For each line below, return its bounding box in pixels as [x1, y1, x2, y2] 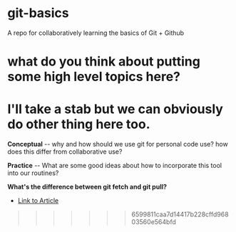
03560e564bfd [131, 218, 176, 226]
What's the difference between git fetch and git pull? [7, 183, 168, 191]
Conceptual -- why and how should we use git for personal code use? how [7, 140, 228, 149]
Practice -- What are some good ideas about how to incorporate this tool [7, 162, 222, 170]
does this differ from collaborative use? [7, 147, 123, 156]
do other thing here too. [7, 116, 151, 132]
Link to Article [17, 196, 59, 205]
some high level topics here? [7, 69, 180, 85]
